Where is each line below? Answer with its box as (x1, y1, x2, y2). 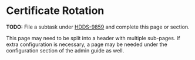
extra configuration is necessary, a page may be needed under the (6, 41, 167, 48)
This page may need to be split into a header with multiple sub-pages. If (6, 34, 180, 41)
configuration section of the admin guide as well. (6, 47, 125, 54)
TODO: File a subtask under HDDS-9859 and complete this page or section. (6, 23, 190, 30)
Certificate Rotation (6, 4, 105, 17)
